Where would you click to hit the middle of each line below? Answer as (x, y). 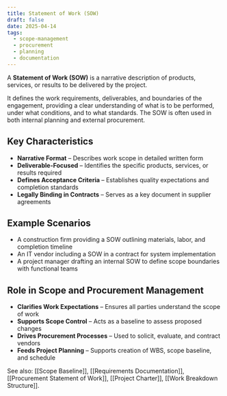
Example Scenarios (49, 223)
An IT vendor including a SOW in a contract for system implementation (116, 254)
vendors (29, 343)
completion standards (48, 187)
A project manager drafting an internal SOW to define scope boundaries (118, 262)
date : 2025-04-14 (32, 26)
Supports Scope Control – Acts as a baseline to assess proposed (109, 321)
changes (29, 329)
